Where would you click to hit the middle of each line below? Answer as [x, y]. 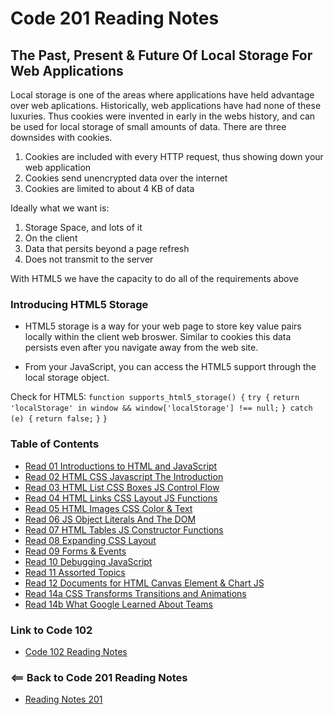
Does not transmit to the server [89, 259]
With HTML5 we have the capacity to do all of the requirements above [154, 278]
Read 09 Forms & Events [75, 551]
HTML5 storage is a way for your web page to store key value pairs [163, 326]
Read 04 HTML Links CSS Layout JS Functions [121, 498]
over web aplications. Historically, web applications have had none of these [166, 105]
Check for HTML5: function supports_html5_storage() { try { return [155, 397]
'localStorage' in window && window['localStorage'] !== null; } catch [161, 408]
